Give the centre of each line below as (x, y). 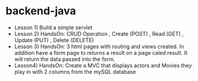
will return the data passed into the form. (64, 59)
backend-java (41, 11)
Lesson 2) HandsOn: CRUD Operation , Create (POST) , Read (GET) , (99, 33)
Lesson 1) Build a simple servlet (53, 27)
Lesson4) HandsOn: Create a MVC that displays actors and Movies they (103, 65)
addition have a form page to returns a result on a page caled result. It (101, 52)
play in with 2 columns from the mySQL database (75, 71)
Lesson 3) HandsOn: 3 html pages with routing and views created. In (99, 46)
